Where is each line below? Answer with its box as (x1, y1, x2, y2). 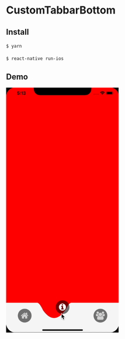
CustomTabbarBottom (6, 4, 116, 17)
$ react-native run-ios (6, 55, 64, 62)
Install (6, 27, 29, 37)
